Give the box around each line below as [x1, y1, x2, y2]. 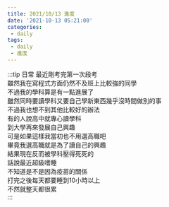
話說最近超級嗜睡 [7, 158, 57, 167]
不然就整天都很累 [7, 184, 57, 193]
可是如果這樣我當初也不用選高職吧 [7, 131, 106, 140]
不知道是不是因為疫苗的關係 [7, 167, 88, 175]
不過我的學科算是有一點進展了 [7, 88, 94, 96]
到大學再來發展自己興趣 [7, 123, 75, 131]
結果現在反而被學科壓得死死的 [7, 149, 94, 158]
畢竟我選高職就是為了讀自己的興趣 [7, 141, 106, 149]
